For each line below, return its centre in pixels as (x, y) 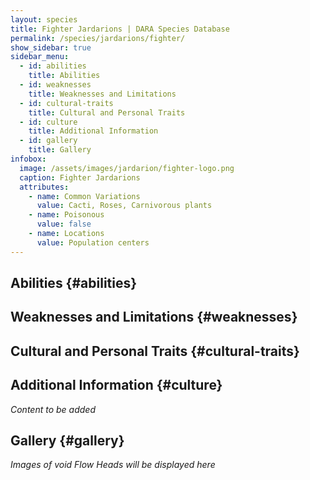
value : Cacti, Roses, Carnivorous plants (124, 206)
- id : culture (48, 122)
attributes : (44, 187)
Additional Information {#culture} (116, 385)
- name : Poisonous (66, 215)
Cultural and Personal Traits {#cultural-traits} (155, 351)
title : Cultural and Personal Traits (107, 112)
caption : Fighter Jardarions (80, 177)
